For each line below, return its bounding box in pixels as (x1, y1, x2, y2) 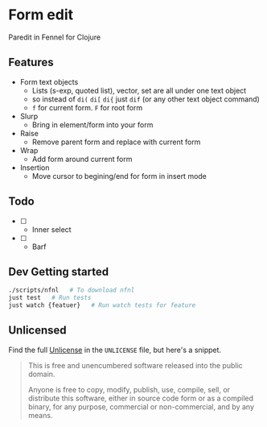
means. (27, 410, 53, 420)
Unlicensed (8, 324, 67, 338)
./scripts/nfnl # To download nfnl (8, 286, 135, 295)
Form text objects (19, 77, 79, 86)
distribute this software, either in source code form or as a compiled (27, 393, 254, 403)
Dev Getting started (8, 264, 109, 279)
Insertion (19, 163, 50, 172)
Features (8, 56, 54, 69)
